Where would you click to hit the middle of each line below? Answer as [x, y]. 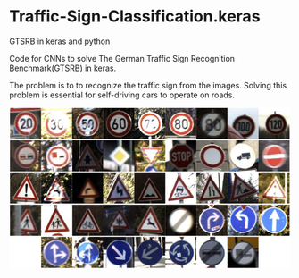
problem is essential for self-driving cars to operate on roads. [122, 95]
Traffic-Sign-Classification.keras [135, 17]
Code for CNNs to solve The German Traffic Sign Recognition [122, 58]
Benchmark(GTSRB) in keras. [63, 68]
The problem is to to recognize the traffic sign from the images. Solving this [148, 85]
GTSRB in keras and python [60, 41]
